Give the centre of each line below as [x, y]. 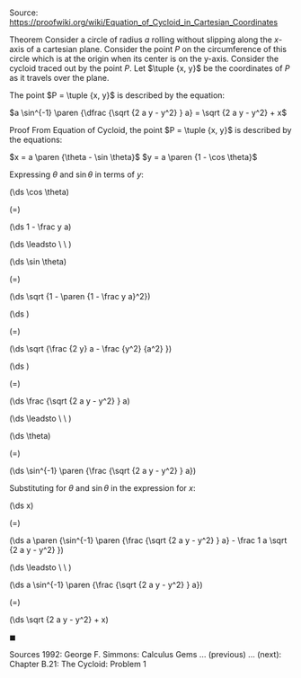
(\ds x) [22, 505]
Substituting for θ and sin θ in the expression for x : [102, 488]
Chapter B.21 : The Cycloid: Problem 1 [78, 665]
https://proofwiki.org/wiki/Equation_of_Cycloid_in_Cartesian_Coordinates [144, 22]
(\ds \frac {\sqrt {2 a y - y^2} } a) [70, 401]
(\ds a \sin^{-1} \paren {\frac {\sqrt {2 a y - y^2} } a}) [106, 585]
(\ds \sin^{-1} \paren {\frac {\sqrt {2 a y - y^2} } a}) [103, 471]
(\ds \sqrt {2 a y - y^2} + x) [59, 620]
